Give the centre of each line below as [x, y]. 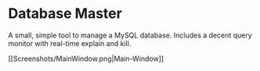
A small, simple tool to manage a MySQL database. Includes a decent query [130, 35]
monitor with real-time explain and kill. [70, 43]
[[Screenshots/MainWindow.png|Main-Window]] [86, 59]
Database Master [65, 14]
